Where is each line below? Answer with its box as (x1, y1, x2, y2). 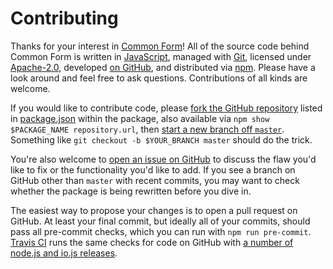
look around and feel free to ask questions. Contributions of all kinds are (10, 72, 308, 84)
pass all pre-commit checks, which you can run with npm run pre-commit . (10, 225, 312, 237)
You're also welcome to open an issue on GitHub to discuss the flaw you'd (10, 153, 317, 165)
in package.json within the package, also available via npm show (10, 112, 270, 124)
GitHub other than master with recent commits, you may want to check (10, 174, 300, 186)
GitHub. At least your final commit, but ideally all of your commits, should (10, 215, 311, 227)
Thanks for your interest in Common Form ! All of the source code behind (10, 40, 310, 52)
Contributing (10, 7, 119, 30)
